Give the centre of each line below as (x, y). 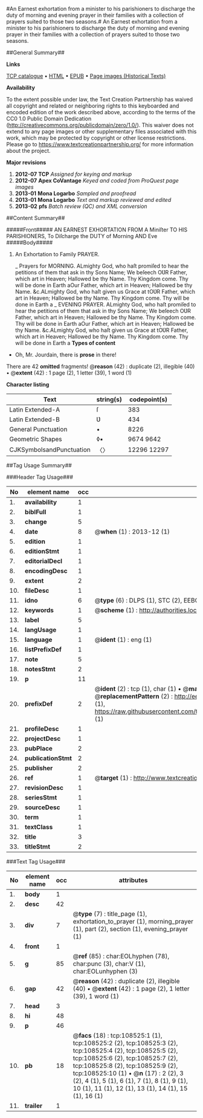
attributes (133, 880)
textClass (39, 827)
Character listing (28, 384)
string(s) (109, 399)
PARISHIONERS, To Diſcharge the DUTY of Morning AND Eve (82, 236)
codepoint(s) (148, 399)
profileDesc (42, 729)
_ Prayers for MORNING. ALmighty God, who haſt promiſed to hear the (102, 266)
